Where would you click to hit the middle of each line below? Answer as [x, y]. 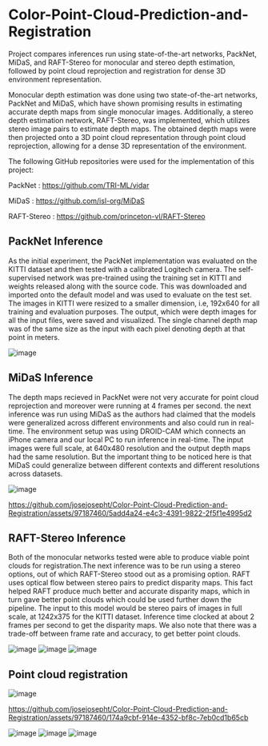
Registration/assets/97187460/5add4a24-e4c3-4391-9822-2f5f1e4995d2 [130, 513]
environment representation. [55, 79]
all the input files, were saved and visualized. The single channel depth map [133, 320]
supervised [27, 277]
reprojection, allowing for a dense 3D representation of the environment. [127, 146]
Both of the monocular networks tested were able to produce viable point [129, 557]
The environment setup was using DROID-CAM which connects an [136, 431]
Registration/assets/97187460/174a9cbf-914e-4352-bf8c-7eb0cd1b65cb [128, 718]
